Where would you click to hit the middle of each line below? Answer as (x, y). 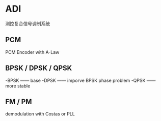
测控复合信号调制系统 (28, 23)
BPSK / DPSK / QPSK (39, 68)
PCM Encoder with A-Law (32, 52)
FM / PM (19, 101)
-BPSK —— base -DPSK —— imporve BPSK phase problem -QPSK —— (81, 80)
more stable (18, 86)
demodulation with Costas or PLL (40, 114)
